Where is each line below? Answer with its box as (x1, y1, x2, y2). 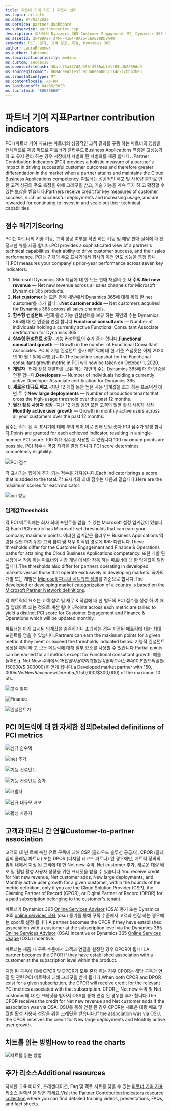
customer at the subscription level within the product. (5, 957, 118, 963)
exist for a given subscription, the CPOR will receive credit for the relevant (5, 980, 160, 986)
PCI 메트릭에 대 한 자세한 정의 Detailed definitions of (5, 722, 164, 731)
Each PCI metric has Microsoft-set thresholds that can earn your (10, 525, 146, 532)
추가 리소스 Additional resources (5, 1069, 106, 1077)
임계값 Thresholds (5, 506, 49, 514)
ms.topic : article (5, 12, 44, 17)
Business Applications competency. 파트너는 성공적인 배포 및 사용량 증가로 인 (5, 176, 163, 182)
